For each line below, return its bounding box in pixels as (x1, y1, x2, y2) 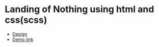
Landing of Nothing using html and (5, 4, 154, 15)
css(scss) (5, 14, 47, 26)
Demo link (12, 36, 34, 42)
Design (12, 31, 28, 37)
